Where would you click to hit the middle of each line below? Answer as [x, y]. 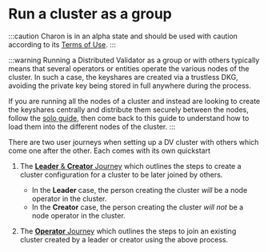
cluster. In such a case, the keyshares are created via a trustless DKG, [123, 77]
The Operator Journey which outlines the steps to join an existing [128, 231]
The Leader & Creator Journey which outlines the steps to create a [130, 166]
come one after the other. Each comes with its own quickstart [109, 150]
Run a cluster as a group [90, 14]
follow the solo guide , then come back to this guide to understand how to [129, 118]
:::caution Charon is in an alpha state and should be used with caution [123, 36]
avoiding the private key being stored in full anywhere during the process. [130, 86]
